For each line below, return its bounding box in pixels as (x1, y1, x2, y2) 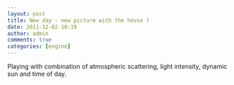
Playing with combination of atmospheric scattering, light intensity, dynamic (7, 63, 228, 70)
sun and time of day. (7, 70, 67, 78)
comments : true (7, 37, 52, 44)
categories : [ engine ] (7, 43, 71, 50)
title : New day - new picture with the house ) (7, 17, 150, 24)
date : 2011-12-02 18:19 (7, 23, 78, 30)
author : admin (7, 30, 49, 37)
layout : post (7, 10, 46, 18)
